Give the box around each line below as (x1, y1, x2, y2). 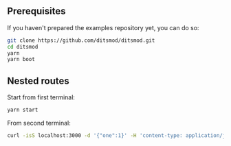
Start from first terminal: (7, 93, 76, 101)
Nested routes (7, 75, 70, 86)
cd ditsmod (7, 43, 38, 50)
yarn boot (7, 56, 36, 63)
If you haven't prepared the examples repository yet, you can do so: (7, 23, 199, 32)
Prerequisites (7, 5, 66, 17)
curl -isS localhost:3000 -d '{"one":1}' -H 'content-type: (7, 132, 184, 139)
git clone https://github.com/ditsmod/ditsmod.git (7, 37, 155, 44)
